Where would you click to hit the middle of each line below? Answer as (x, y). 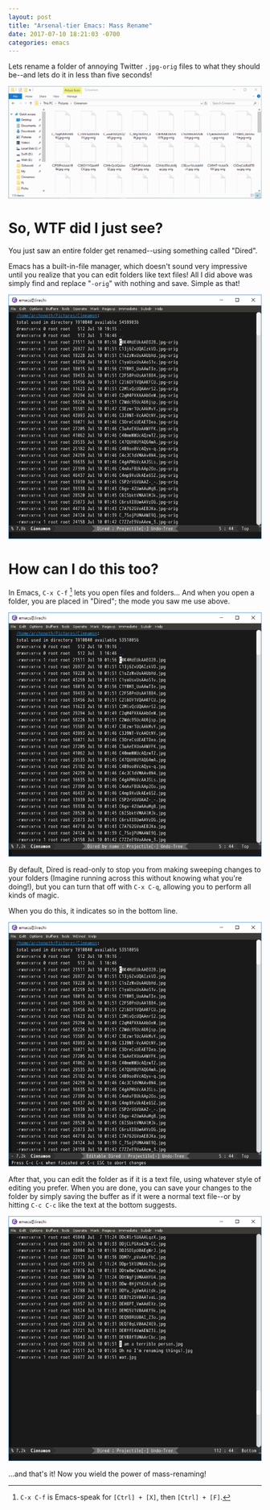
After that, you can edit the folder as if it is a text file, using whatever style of (135, 1180)
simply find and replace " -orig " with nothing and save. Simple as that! (124, 284)
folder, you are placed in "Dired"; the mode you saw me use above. (119, 601)
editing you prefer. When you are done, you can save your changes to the (130, 1188)
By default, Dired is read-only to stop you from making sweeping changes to (135, 869)
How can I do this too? (84, 569)
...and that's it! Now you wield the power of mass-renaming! (107, 1474)
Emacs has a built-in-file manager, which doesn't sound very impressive (128, 267)
